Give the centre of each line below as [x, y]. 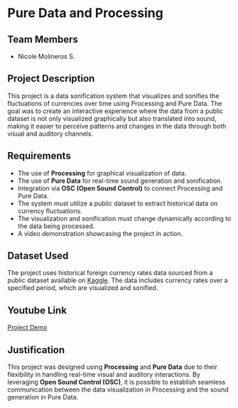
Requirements [39, 156]
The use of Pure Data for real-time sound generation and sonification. [120, 181]
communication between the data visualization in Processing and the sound [118, 390]
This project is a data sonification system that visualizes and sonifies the [113, 96]
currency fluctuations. [50, 210]
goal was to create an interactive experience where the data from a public [115, 111]
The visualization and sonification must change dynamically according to [124, 218]
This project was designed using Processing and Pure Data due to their [113, 367]
